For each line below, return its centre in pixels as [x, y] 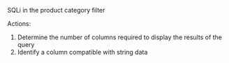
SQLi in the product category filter [56, 10]
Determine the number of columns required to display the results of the [119, 37]
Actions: [19, 23]
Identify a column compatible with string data [82, 52]
